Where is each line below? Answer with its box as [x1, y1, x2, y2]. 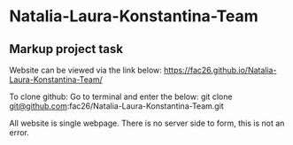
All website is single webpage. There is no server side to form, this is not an [9, 118, 285, 128]
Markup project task [9, 42, 124, 57]
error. [9, 127, 29, 138]
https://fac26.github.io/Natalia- [163, 65, 277, 75]
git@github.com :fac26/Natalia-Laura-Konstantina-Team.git [9, 101, 224, 111]
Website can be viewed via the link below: [9, 65, 162, 75]
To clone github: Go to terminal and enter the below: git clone [9, 91, 233, 102]
